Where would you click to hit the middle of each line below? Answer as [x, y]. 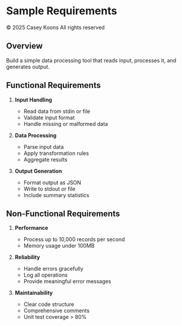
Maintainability [34, 293]
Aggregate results [45, 159]
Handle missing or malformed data [66, 124]
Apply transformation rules [56, 153]
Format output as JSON [52, 182]
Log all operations [46, 275]
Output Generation [38, 171]
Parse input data [44, 147]
